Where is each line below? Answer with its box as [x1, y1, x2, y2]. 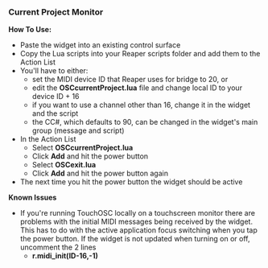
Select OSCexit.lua [31, 160, 97, 170]
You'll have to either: [19, 66, 89, 76]
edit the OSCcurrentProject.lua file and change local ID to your [31, 83, 243, 93]
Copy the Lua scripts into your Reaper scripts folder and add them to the [19, 49, 261, 59]
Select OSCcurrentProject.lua [31, 143, 134, 153]
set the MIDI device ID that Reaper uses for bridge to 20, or [31, 75, 229, 85]
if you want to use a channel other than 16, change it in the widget [31, 100, 251, 110]
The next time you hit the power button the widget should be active [19, 177, 243, 187]
